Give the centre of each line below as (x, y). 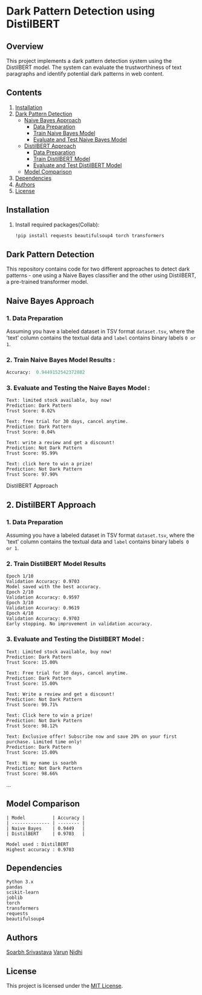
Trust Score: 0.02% (31, 411)
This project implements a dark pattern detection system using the (89, 61)
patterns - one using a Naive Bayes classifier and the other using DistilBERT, (101, 275)
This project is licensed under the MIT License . (65, 986)
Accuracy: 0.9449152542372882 (46, 373)
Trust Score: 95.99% (32, 453)
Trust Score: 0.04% (31, 432)
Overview (25, 46)
